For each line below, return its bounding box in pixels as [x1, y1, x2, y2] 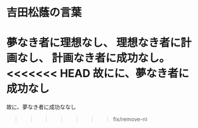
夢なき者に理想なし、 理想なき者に [6, 36, 181, 50]
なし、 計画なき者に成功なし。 [17, 51, 170, 65]
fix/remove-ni [113, 116, 148, 123]
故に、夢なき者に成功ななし [6, 104, 77, 111]
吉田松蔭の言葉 [6, 6, 82, 20]
